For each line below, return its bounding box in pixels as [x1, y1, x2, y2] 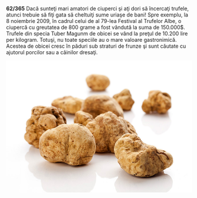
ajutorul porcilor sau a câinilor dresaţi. [6, 49, 98, 55]
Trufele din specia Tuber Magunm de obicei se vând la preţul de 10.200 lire [6, 30, 188, 37]
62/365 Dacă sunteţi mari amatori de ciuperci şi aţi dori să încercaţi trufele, [6, 5, 189, 12]
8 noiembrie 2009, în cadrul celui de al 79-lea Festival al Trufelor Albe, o [6, 18, 182, 24]
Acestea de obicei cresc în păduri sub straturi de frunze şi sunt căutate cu [6, 42, 186, 49]
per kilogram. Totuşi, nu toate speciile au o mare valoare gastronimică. [6, 37, 177, 43]
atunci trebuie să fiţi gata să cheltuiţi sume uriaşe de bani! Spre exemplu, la [6, 11, 189, 18]
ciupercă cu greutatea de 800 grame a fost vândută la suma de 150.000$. [6, 24, 186, 31]
